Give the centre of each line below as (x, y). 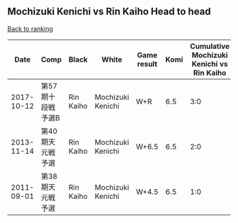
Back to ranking (30, 28)
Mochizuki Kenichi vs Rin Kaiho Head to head (109, 12)
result (147, 64)
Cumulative (210, 46)
